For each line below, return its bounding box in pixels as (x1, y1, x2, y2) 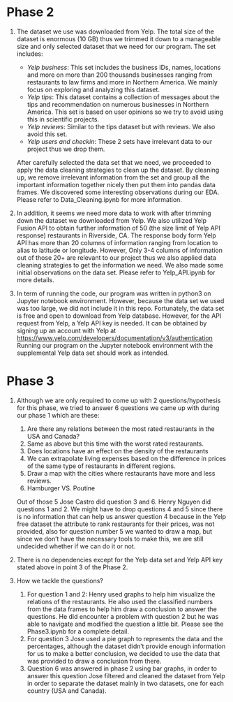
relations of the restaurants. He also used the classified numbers (27, 597, 213, 606)
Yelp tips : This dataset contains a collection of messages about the (27, 92, 220, 101)
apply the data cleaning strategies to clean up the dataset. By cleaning (16, 166, 220, 174)
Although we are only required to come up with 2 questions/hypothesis (16, 396, 221, 404)
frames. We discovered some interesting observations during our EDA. (16, 188, 220, 196)
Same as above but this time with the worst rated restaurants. (27, 439, 204, 448)
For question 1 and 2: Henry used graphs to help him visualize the (27, 590, 216, 598)
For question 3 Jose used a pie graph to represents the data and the (27, 634, 223, 643)
